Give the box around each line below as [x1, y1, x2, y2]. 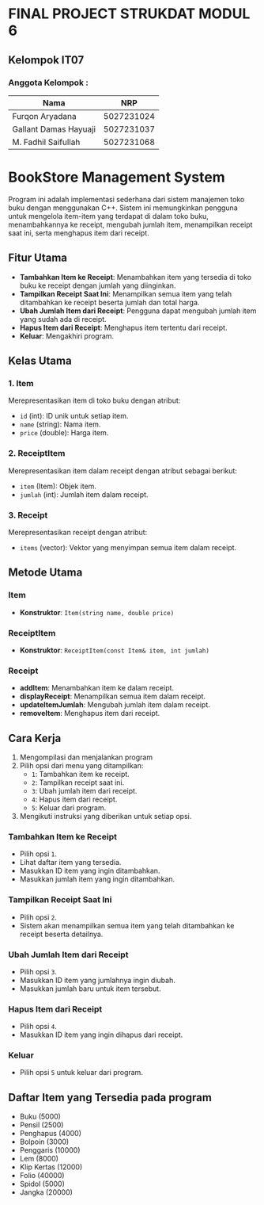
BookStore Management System [8, 168, 225, 186]
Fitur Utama [8, 251, 68, 265]
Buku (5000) [19, 1111, 62, 1122]
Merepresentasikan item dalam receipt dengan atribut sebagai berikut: [8, 465, 237, 476]
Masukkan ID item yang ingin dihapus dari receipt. [19, 1030, 183, 1039]
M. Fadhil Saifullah [12, 136, 81, 147]
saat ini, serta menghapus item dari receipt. [8, 228, 150, 238]
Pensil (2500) [19, 1120, 64, 1130]
